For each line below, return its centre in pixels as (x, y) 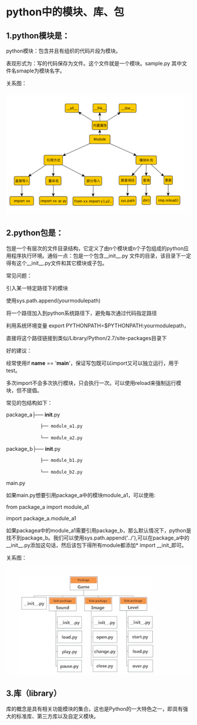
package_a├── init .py (33, 414)
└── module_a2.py (61, 438)
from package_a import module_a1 (48, 507)
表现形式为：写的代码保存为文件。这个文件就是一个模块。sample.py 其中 (94, 63)
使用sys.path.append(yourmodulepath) (54, 300)
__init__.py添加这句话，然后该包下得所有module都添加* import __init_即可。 (96, 545)
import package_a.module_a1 (41, 518)
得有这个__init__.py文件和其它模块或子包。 (57, 263)
